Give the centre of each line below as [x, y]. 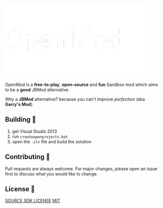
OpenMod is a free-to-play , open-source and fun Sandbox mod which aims [81, 85]
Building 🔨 [21, 120]
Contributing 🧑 [28, 157]
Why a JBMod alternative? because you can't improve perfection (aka [75, 99]
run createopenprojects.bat [40, 136]
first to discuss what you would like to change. [51, 173]
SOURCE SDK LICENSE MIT [33, 201]
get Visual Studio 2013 [34, 131]
